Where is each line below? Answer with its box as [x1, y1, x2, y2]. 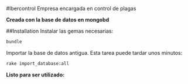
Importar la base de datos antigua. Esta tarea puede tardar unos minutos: [6, 49, 183, 56]
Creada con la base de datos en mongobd [6, 16, 110, 23]
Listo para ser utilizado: [6, 71, 65, 78]
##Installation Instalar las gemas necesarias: [6, 27, 113, 34]
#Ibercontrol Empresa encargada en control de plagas [6, 5, 136, 12]
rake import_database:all [6, 61, 69, 66]
